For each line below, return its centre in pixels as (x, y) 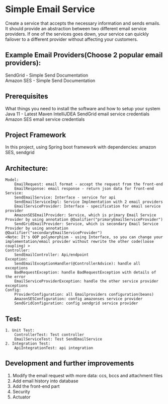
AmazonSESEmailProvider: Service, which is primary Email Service (85, 215)
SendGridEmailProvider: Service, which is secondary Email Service (86, 224)
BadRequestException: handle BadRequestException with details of (85, 273)
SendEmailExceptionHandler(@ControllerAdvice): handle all (77, 264)
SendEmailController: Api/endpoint (52, 255)
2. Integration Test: (28, 344)
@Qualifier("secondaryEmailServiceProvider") (54, 233)
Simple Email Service (50, 9)
